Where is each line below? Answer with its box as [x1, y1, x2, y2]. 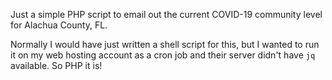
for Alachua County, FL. [10, 19, 108, 31]
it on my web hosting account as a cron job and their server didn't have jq [10, 49, 316, 61]
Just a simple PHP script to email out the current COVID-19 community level [10, 9, 323, 20]
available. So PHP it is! [10, 60, 103, 71]
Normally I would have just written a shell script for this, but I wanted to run [10, 39, 320, 50]
